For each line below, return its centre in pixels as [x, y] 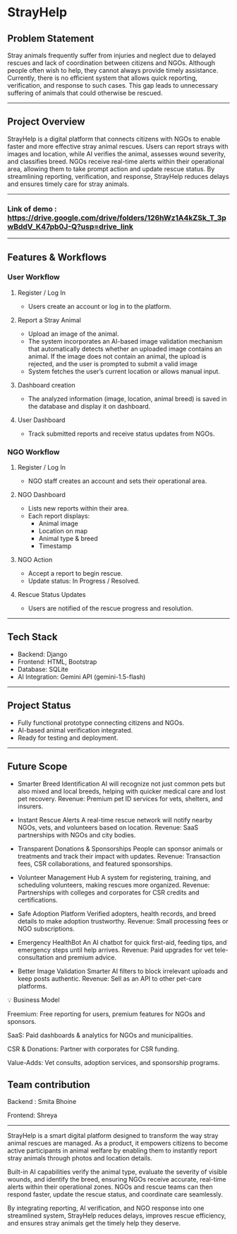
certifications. [38, 900]
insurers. [30, 806]
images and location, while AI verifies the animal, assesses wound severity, [116, 153]
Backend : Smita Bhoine [42, 1102]
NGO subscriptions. [46, 929]
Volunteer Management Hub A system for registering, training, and [114, 877]
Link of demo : [32, 209]
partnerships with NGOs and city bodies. [77, 834]
